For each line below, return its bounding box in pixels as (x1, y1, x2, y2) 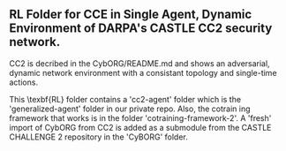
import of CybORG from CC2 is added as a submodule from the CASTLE (9, 122, 272, 132)
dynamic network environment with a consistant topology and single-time (9, 67, 277, 78)
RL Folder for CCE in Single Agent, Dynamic (9, 7, 252, 22)
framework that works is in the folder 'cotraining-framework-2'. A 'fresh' (9, 112, 272, 123)
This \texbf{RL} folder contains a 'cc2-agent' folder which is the (9, 94, 241, 104)
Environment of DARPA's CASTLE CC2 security (9, 21, 273, 36)
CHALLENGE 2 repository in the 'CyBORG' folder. (9, 132, 188, 142)
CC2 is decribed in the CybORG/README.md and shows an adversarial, (9, 57, 271, 69)
